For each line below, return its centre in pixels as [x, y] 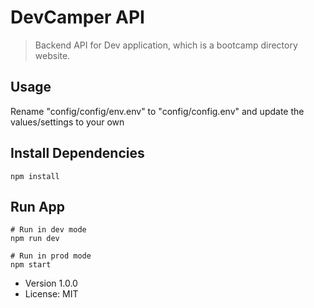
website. [52, 55]
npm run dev [35, 239]
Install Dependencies [77, 153]
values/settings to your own [67, 122]
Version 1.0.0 [51, 283]
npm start [31, 265]
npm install [35, 176]
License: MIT [51, 294]
